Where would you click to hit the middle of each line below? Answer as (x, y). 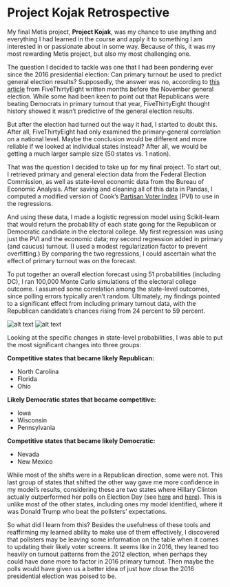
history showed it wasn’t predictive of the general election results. (101, 111)
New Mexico (35, 461)
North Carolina (38, 371)
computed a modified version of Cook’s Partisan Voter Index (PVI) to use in (113, 196)
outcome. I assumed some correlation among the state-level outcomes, (108, 289)
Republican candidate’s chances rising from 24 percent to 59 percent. (106, 311)
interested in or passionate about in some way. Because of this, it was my (111, 46)
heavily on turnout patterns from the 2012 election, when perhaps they (107, 554)
